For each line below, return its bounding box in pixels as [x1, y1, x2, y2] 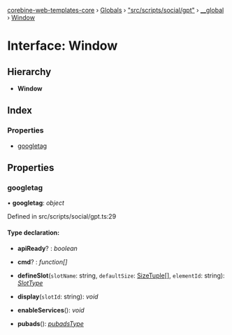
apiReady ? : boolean [17, 244, 78, 252]
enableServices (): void [17, 306, 85, 314]
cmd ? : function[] [17, 257, 68, 266]
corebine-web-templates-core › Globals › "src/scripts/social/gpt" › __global [7, 6, 224, 14]
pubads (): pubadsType [17, 319, 84, 328]
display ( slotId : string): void [17, 292, 99, 301]
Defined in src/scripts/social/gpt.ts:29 [7, 212, 117, 221]
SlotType [17, 278, 43, 287]
